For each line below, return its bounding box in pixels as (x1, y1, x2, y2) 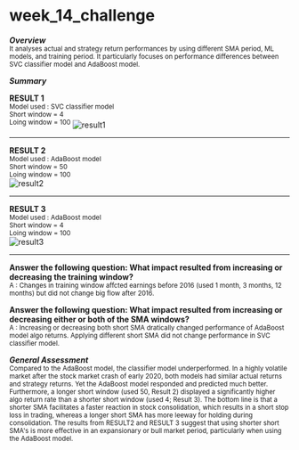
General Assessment (9, 354, 89, 365)
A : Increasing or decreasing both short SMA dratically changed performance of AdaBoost (9, 323, 285, 332)
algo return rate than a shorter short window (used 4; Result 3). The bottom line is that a (9, 395, 279, 404)
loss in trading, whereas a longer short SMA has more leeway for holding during (9, 411, 254, 420)
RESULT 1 (9, 93, 44, 103)
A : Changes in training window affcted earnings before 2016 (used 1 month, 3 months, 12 (9, 281, 282, 290)
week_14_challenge (9, 5, 156, 26)
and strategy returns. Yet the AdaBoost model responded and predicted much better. (9, 380, 269, 389)
